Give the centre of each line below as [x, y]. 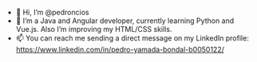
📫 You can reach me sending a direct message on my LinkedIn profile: [132, 38]
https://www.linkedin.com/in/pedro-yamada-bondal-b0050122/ [120, 49]
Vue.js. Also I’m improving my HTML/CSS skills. [94, 29]
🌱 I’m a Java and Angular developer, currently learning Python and [125, 21]
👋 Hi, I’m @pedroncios [52, 12]
